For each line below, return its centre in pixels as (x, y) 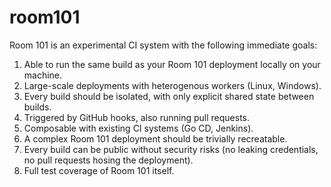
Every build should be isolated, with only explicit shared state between (169, 96)
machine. (43, 75)
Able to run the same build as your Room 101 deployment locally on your (172, 64)
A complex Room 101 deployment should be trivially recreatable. (155, 138)
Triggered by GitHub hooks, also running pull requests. (136, 117)
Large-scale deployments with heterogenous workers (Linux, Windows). (172, 85)
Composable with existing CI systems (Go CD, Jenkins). (138, 128)
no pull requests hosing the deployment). (108, 160)
